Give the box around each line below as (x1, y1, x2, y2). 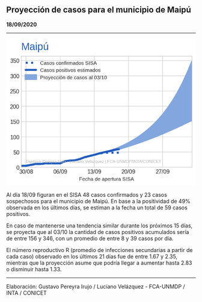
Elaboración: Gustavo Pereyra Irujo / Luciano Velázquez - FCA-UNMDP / (6, 283, 185, 290)
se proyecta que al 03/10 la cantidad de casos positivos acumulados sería (6, 228, 189, 235)
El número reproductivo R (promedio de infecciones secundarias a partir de (6, 246, 193, 253)
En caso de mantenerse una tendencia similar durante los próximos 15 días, (6, 222, 193, 229)
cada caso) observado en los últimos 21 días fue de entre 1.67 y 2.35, (6, 253, 178, 260)
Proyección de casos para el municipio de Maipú (6, 5, 191, 15)
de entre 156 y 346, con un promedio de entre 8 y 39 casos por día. (6, 235, 174, 242)
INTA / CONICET (6, 289, 47, 297)
